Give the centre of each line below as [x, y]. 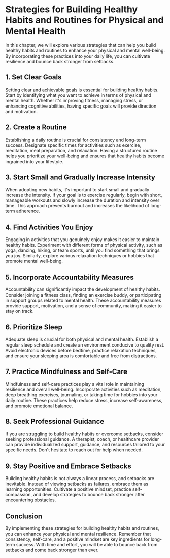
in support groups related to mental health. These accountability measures [83, 300]
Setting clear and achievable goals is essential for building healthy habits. [82, 90]
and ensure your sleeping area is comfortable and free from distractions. [81, 356]
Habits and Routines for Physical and [84, 20]
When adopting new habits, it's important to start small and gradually [77, 190]
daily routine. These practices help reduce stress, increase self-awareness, [84, 400]
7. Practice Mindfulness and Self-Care [66, 372]
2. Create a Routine [36, 128]
